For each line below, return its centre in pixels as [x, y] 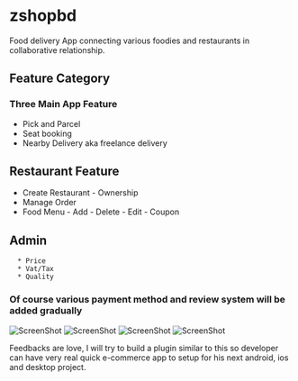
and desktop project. [48, 367]
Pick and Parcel [51, 123]
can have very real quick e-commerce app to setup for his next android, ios [149, 358]
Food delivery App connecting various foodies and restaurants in [130, 41]
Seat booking [47, 133]
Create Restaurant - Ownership [80, 193]
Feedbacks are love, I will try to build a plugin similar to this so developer [144, 348]
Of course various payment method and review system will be [148, 300]
